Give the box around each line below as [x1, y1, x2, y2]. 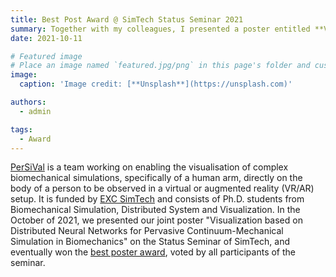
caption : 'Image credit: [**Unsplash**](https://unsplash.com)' [19, 79, 293, 90]
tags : [10, 124, 33, 135]
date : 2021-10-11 [10, 33, 83, 43]
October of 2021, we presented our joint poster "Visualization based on [10, 214, 303, 226]
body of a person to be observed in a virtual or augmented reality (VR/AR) [10, 182, 315, 195]
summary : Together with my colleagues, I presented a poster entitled [10, 24, 311, 34]
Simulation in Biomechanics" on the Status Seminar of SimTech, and [10, 236, 290, 248]
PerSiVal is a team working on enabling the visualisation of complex [10, 161, 289, 173]
